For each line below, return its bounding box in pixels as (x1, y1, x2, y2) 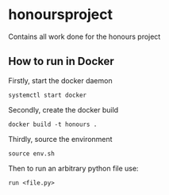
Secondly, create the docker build (8, 105, 119, 114)
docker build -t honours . (8, 120, 98, 128)
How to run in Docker (8, 55, 115, 68)
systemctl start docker (8, 91, 87, 99)
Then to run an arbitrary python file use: (8, 163, 139, 173)
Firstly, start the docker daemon (8, 75, 113, 85)
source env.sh (8, 149, 56, 158)
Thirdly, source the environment (8, 134, 113, 143)
